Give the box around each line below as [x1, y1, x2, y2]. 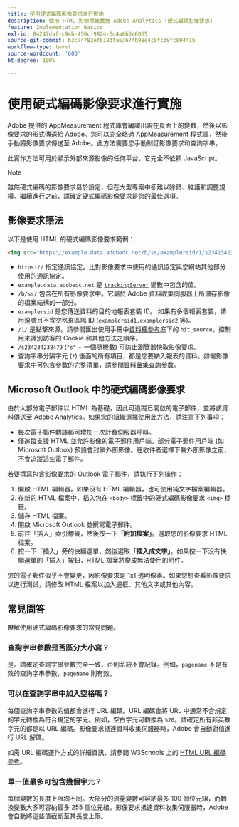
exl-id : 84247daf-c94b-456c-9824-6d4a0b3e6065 [7, 30, 148, 38]
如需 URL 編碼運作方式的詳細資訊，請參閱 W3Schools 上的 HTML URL [7, 748, 212, 756]
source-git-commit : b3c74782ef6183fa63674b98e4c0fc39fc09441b [7, 37, 196, 44]
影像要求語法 [7, 214, 64, 227]
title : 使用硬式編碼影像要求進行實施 [7, 10, 105, 18]
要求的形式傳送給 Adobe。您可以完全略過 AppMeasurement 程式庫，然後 [13, 130, 228, 138]
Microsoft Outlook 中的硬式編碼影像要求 [7, 383, 185, 395]
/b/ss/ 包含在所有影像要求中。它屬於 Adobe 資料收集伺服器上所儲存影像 [17, 289, 230, 298]
